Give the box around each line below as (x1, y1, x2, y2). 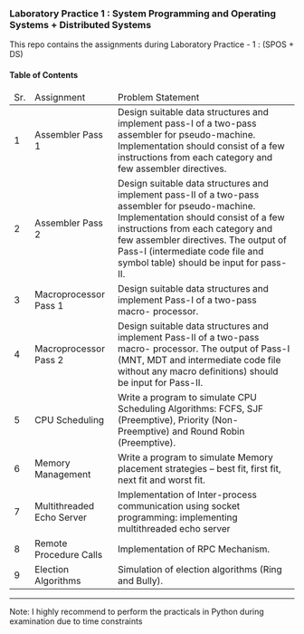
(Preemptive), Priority (117, 414, 210, 426)
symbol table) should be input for (117, 256, 259, 269)
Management (34, 468, 91, 480)
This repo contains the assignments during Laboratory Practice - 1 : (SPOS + (9, 39, 295, 50)
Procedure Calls (34, 549, 103, 561)
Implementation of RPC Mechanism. (117, 543, 271, 555)
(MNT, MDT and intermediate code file (117, 354, 281, 366)
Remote (34, 537, 68, 550)
